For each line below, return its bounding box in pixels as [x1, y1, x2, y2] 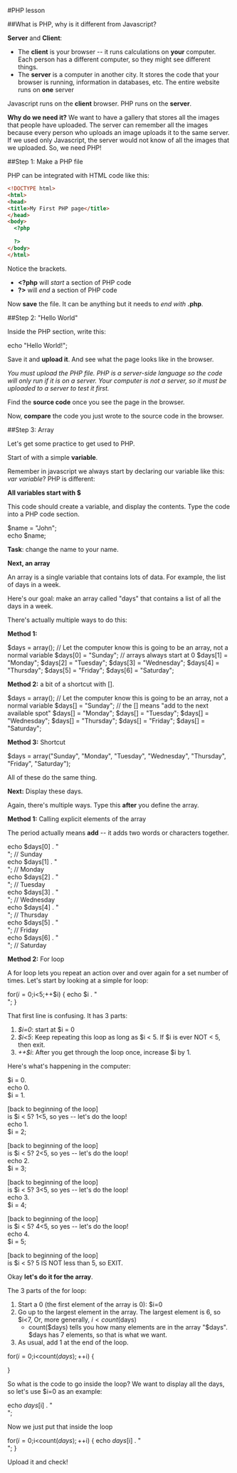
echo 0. [7, 1083, 30, 1092]
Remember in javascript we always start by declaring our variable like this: [7, 467, 225, 476]
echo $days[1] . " [7, 857, 58, 866]
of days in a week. [7, 580, 61, 588]
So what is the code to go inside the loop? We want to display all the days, [7, 1379, 225, 1388]
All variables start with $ [7, 488, 82, 497]
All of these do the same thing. [7, 773, 98, 781]
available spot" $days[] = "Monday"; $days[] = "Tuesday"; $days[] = [7, 708, 209, 717]
